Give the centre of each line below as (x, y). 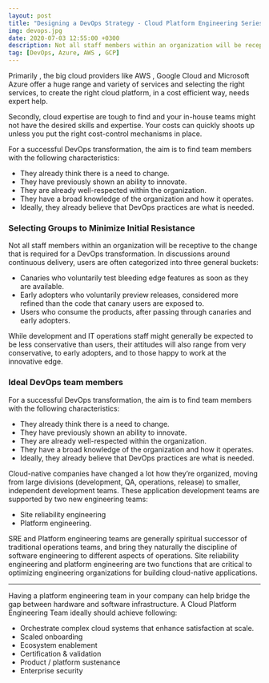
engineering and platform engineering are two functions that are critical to (130, 564)
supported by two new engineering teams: (78, 499)
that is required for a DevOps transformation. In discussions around (119, 254)
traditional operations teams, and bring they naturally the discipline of (123, 547)
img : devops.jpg (35, 30)
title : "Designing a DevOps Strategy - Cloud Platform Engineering (123, 23)
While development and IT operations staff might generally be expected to (131, 336)
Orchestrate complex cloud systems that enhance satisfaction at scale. (137, 628)
